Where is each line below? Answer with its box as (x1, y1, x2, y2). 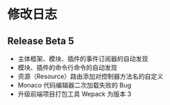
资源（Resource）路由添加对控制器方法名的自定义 (17, 72, 164, 80)
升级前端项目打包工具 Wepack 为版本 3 (17, 89, 132, 98)
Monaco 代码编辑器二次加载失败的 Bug (17, 81, 132, 89)
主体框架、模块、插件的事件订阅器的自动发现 (17, 54, 149, 63)
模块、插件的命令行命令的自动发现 (17, 63, 118, 71)
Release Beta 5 (7, 35, 74, 47)
